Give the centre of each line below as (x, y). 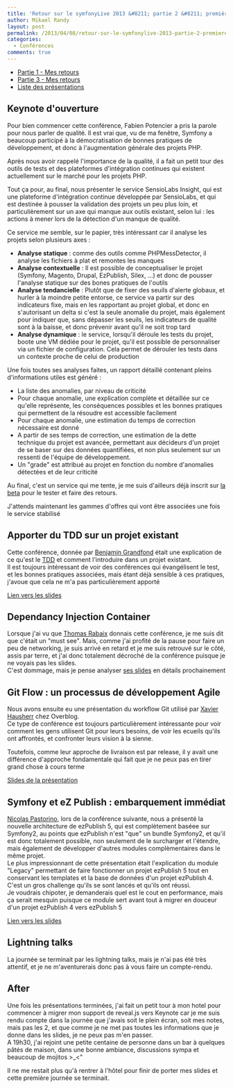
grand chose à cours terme (46, 767)
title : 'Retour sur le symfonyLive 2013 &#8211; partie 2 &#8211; (105, 14)
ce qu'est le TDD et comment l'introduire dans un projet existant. (100, 559)
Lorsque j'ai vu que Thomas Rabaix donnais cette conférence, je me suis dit (115, 633)
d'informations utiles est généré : (54, 377)
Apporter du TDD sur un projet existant (93, 535)
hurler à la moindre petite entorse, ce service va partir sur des (106, 297)
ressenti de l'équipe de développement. (74, 457)
